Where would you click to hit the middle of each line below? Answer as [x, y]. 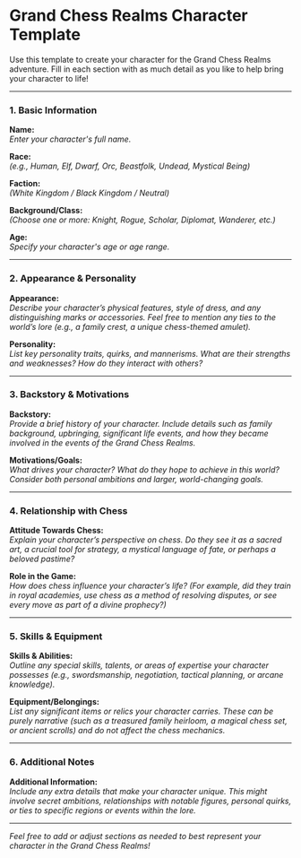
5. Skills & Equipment [56, 637]
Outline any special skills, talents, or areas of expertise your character [139, 665]
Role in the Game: [43, 576]
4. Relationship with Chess [69, 510]
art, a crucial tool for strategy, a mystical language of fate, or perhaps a [142, 550]
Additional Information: [54, 782]
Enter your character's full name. [70, 139]
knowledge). [32, 685]
